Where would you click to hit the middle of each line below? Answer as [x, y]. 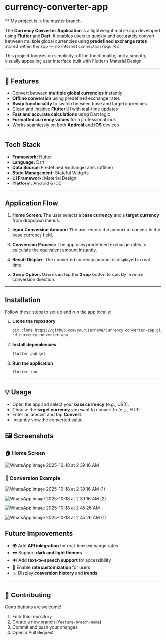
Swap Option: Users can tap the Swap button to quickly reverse [78, 274]
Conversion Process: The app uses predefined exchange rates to [79, 245]
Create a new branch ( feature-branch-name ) [57, 622]
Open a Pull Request [33, 633]
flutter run [24, 372]
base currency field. [33, 235]
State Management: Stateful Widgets [50, 173]
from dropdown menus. [36, 220]
